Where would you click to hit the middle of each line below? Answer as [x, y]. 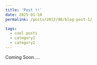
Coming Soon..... [23, 57]
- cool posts [24, 34]
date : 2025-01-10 [24, 15]
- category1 [23, 38]
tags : [11, 28]
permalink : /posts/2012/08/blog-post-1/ [49, 19]
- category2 [23, 43]
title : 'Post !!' [24, 10]
